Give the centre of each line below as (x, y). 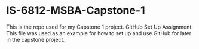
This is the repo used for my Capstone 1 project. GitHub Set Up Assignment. (99, 27)
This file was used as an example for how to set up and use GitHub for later (99, 33)
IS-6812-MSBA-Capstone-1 (76, 10)
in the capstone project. (35, 39)
